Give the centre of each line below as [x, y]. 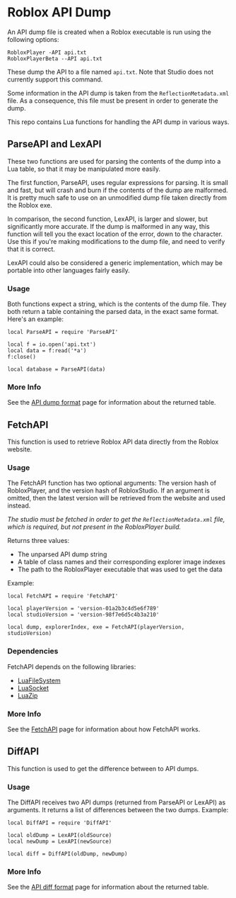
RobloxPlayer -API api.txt [47, 52]
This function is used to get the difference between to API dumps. [103, 768]
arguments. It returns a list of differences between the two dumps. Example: [118, 810]
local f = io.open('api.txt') [52, 344]
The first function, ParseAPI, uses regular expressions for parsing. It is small [118, 182]
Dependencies [33, 651]
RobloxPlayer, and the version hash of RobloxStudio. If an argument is [109, 490]
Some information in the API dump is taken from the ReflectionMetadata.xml [118, 93]
